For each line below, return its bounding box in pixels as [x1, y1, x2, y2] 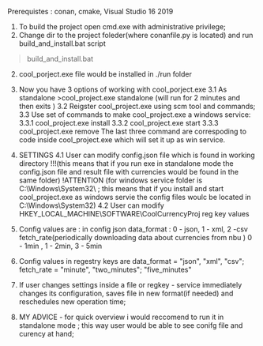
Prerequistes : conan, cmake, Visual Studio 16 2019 [7, 7, 174, 16]
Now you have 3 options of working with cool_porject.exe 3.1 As [18, 85, 227, 94]
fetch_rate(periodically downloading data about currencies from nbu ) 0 [18, 233, 253, 242]
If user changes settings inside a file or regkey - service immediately [18, 280, 242, 289]
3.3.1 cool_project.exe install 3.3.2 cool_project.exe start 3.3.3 [18, 118, 219, 127]
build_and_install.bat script [18, 39, 106, 48]
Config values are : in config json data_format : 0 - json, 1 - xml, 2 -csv [18, 224, 248, 234]
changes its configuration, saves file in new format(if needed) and [18, 288, 234, 298]
